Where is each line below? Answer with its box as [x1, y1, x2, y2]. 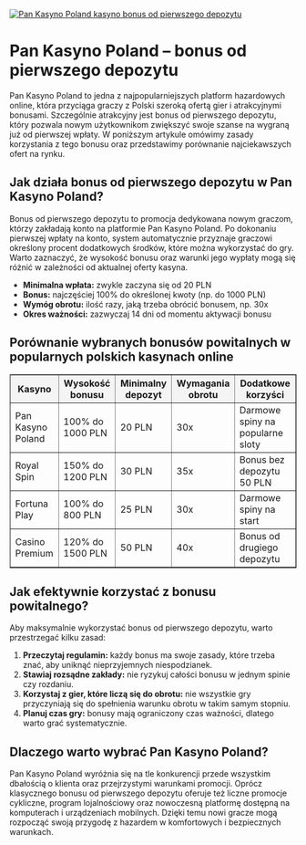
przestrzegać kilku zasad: [9, 632, 107, 643]
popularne [239, 426, 284, 439]
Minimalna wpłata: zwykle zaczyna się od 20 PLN [22, 279, 212, 290]
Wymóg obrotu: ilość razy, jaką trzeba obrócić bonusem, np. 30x [22, 298, 269, 309]
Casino [15, 535, 46, 548]
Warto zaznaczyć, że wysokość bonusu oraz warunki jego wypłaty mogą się [9, 252, 296, 263]
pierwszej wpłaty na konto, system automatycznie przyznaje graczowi [9, 233, 273, 244]
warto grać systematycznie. [22, 717, 127, 729]
